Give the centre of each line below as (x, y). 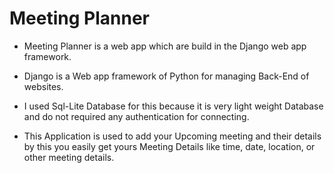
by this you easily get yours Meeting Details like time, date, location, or (169, 146)
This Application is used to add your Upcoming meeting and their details (172, 136)
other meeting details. (69, 157)
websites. (43, 86)
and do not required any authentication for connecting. (136, 116)
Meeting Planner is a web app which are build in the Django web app (165, 46)
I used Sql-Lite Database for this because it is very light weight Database (173, 106)
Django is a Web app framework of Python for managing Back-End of (166, 76)
